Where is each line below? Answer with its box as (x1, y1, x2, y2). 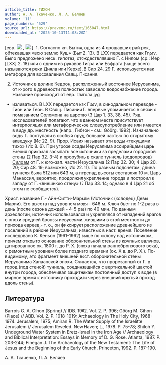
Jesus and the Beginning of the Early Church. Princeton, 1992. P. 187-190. (5, 345, 157, 351)
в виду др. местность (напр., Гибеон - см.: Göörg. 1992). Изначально (12, 127, 159, 133)
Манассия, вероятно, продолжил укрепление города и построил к (12, 175, 155, 181)
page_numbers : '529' (5, 21, 48, 26)
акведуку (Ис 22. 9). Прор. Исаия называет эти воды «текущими (12, 138, 151, 144)
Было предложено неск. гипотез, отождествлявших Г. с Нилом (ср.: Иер (5, 55, 160, 61)
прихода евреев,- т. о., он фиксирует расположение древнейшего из (5, 222, 152, 228)
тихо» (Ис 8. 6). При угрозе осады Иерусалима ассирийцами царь (12, 143, 155, 149)
